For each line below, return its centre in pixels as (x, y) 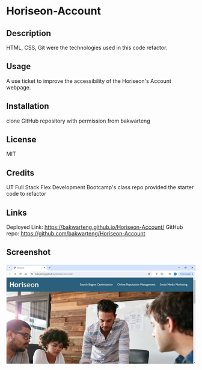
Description (29, 33)
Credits (20, 173)
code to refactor (26, 194)
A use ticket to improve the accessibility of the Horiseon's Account (89, 81)
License (21, 140)
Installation (28, 106)
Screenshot (29, 253)
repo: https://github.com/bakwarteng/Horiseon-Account (76, 234)
